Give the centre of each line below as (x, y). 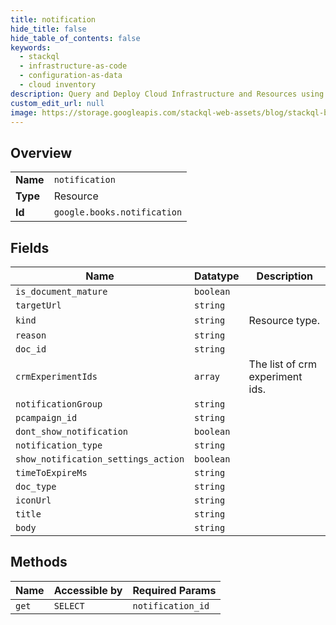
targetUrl (38, 305)
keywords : (31, 47)
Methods (39, 562)
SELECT (69, 605)
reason (31, 335)
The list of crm (282, 364)
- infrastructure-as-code (73, 66)
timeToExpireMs (51, 472)
